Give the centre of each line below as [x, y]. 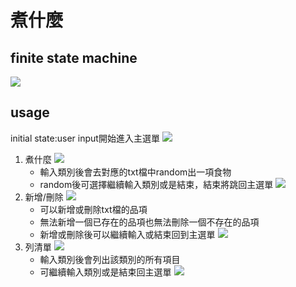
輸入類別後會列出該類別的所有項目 [110, 259]
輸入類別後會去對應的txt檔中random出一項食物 [135, 172]
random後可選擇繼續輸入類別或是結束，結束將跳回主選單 [156, 184]
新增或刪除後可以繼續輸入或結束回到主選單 [127, 234]
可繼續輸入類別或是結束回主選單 [105, 272]
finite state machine [74, 57]
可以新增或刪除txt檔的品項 [93, 209]
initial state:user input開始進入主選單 [85, 138]
